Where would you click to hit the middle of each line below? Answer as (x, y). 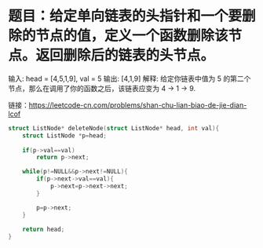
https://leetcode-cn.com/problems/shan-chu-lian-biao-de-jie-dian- (138, 105)
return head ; (44, 230)
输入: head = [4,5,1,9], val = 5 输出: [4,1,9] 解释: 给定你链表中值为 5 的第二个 (130, 78)
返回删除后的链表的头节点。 (125, 55)
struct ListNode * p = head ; (65, 135)
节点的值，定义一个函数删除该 (132, 36)
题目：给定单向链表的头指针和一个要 (125, 16)
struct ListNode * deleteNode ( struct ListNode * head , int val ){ (114, 128)
